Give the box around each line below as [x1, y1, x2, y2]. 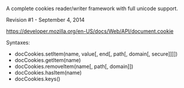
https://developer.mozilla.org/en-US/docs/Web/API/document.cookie [6, 28, 174, 35]
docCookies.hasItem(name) [14, 69, 82, 76]
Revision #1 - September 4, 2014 [6, 16, 85, 23]
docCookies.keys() [14, 76, 61, 82]
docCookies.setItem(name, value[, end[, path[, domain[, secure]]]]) [14, 50, 178, 57]
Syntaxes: [6, 39, 31, 46]
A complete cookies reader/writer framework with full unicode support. [6, 5, 178, 12]
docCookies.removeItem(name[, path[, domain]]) [14, 63, 133, 70]
